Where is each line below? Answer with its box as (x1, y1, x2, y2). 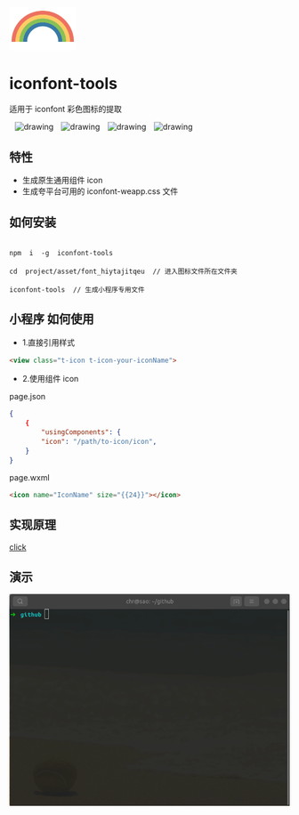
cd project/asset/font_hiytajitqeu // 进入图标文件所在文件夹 (9, 267, 238, 276)
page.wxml (9, 472, 51, 482)
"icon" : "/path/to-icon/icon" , (41, 438, 158, 447)
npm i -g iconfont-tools (9, 248, 114, 257)
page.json (9, 391, 46, 401)
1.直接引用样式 (21, 336, 76, 348)
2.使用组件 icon (21, 373, 79, 383)
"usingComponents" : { (41, 428, 122, 437)
